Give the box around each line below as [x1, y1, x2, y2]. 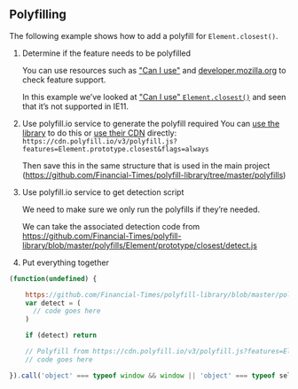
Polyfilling [9, 7, 67, 22]
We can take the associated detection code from [21, 221, 200, 231]
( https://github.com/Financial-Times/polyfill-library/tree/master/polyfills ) [21, 169, 286, 180]
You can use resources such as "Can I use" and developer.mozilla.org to [21, 65, 286, 75]
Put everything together [21, 257, 109, 268]
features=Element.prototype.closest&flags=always [21, 144, 210, 153]
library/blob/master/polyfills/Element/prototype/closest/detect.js [21, 239, 257, 251]
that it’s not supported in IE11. [21, 101, 129, 112]
